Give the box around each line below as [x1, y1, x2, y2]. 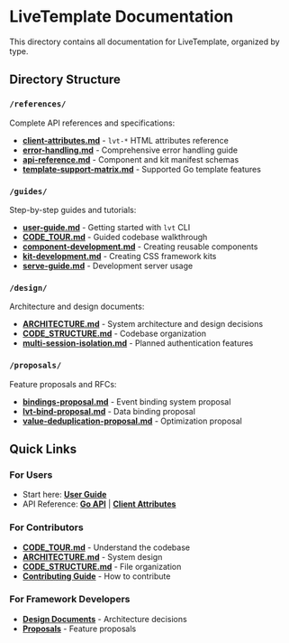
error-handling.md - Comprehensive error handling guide [22, 144, 239, 155]
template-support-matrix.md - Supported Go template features [22, 163, 261, 174]
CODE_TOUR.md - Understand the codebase [22, 542, 191, 553]
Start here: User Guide [22, 489, 107, 500]
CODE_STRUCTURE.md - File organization [22, 561, 182, 572]
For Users [9, 468, 53, 480]
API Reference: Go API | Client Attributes [22, 499, 176, 509]
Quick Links [9, 441, 77, 457]
